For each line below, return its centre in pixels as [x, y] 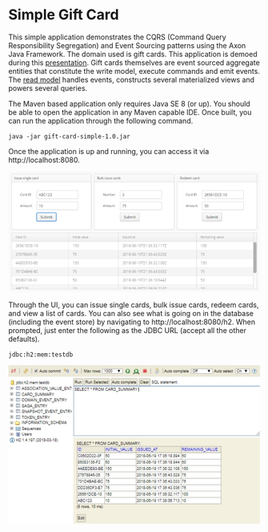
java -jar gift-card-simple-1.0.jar [69, 136]
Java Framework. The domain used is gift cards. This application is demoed [133, 54]
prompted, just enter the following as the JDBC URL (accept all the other [127, 331]
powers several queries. [48, 88]
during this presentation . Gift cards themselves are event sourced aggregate [134, 63]
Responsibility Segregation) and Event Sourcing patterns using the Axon [127, 45]
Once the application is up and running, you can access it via [109, 151]
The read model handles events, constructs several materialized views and [131, 79]
